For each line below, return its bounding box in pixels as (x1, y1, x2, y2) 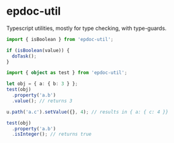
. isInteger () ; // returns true (12, 131, 92, 137)
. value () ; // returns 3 (12, 98, 72, 104)
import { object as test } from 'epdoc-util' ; (6, 70, 127, 76)
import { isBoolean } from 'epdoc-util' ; (6, 36, 114, 42)
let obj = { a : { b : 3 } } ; (6, 81, 78, 87)
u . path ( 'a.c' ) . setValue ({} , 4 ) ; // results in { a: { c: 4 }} (6, 109, 168, 115)
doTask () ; (12, 53, 37, 59)
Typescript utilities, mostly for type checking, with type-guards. (6, 24, 167, 32)
